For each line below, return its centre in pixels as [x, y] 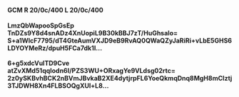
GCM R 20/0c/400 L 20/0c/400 [55, 10]
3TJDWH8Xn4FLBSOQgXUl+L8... [58, 86]
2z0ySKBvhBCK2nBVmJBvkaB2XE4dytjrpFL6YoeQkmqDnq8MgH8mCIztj [120, 79]
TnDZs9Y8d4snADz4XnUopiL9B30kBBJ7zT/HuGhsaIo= [93, 33]
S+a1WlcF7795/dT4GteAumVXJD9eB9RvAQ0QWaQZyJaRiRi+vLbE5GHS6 [120, 41]
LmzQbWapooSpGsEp [41, 25]
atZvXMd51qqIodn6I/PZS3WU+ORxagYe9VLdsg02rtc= [92, 71]
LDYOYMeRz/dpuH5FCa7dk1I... [55, 48]
